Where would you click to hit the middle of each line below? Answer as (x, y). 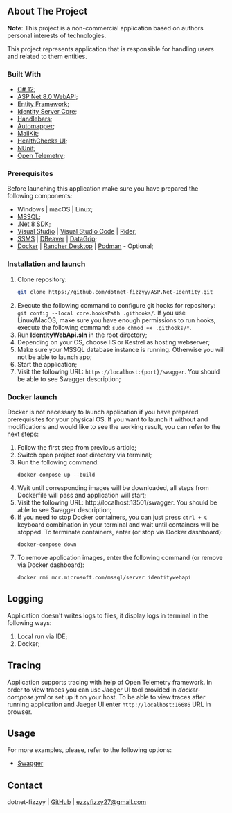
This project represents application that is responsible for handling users (111, 49)
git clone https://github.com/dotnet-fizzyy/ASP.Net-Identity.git (115, 292)
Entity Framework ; (43, 104)
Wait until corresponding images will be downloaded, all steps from (113, 487)
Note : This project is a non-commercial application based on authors (105, 28)
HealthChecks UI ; (42, 141)
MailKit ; (28, 134)
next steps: (23, 434)
